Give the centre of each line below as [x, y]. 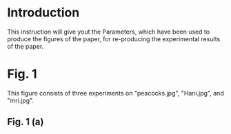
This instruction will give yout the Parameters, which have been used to [109, 32]
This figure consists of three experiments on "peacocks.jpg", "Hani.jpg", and [115, 93]
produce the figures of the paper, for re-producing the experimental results [114, 38]
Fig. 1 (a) [26, 122]
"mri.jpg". [21, 100]
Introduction [43, 13]
